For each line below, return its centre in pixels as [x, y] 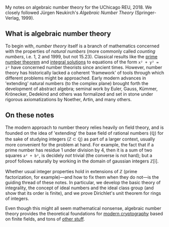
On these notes [30, 115]
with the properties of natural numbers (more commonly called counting [80, 51]
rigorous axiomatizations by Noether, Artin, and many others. [69, 99]
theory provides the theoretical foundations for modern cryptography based [84, 213]
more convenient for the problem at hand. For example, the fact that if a [79, 144]
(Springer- [146, 13]
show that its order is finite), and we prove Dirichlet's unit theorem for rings [83, 193]
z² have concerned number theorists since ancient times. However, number [84, 67]
